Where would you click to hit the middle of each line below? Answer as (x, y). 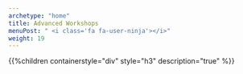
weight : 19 (27, 38)
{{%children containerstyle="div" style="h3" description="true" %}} (121, 61)
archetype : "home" (39, 16)
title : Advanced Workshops (54, 23)
